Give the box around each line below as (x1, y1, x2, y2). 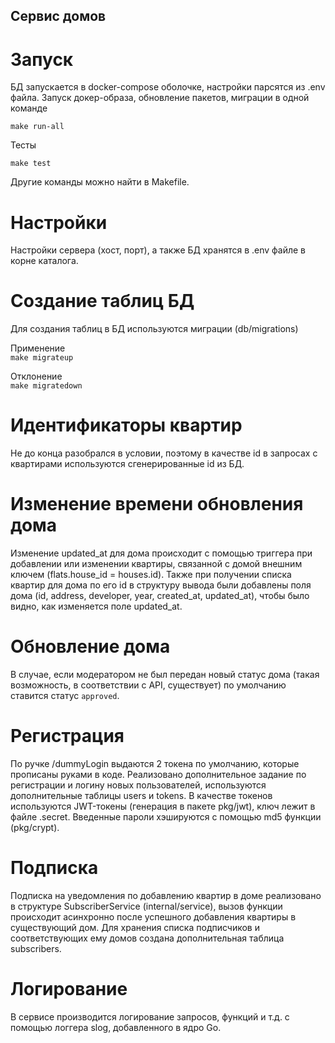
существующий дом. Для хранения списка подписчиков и (10, 921, 260, 933)
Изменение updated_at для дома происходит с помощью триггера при (10, 547, 313, 559)
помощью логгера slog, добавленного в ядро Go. (10, 1021, 222, 1033)
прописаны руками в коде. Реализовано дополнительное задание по (10, 768, 307, 780)
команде (10, 102, 48, 114)
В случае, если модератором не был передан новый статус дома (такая (10, 669, 320, 681)
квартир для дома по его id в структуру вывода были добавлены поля (10, 579, 312, 591)
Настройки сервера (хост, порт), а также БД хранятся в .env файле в (10, 244, 307, 256)
